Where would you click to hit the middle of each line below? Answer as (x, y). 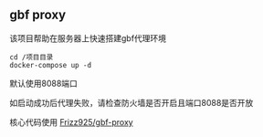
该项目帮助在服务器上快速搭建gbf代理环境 (88, 38)
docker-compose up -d (51, 65)
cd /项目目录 (32, 57)
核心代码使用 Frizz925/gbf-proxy (72, 121)
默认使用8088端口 (43, 83)
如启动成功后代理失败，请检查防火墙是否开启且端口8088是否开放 (131, 102)
